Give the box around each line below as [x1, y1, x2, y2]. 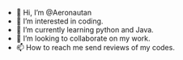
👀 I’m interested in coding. [15, 16, 104, 26]
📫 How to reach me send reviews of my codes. [15, 43, 176, 52]
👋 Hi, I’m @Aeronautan [15, 8, 91, 17]
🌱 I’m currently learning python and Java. [15, 25, 154, 34]
